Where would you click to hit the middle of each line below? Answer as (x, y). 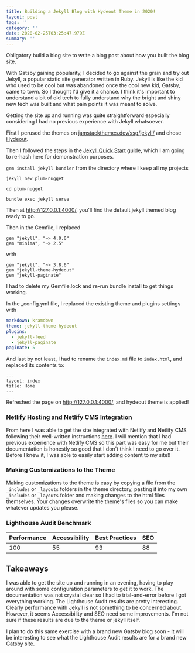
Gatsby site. (20, 644)
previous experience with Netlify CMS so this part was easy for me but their (97, 442)
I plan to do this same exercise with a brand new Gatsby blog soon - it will (95, 631)
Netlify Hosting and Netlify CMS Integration (69, 417)
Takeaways (27, 568)
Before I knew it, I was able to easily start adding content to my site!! (88, 455)
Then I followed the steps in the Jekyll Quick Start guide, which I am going (96, 150)
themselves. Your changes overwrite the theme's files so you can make (92, 501)
